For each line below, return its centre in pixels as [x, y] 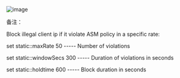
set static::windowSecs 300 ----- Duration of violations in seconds [90, 58]
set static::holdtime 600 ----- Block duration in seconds [76, 69]
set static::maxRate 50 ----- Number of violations [68, 46]
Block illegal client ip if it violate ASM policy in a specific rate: [83, 34]
